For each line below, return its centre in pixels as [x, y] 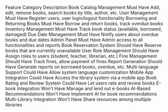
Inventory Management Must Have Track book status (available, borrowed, [84, 29]
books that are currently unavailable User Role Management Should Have [82, 51]
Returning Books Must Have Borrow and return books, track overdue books [84, 23]
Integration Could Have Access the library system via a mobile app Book [81, 78]
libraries [14, 105]
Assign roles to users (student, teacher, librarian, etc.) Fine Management [81, 56]
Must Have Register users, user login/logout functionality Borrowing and [81, 18]
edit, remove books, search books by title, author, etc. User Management [82, 13]
